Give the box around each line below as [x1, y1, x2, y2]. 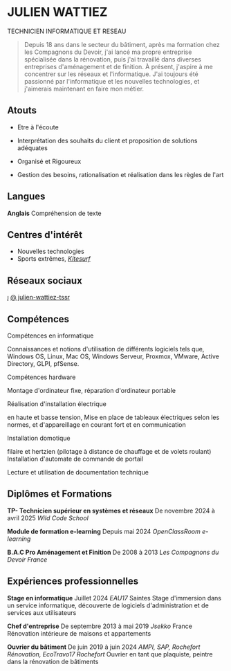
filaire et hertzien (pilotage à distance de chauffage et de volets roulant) [7, 448, 212, 455]
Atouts [7, 104, 37, 116]
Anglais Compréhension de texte [7, 209, 102, 217]
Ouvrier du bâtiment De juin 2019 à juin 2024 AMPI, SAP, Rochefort [7, 643, 201, 651]
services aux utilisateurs [7, 608, 77, 616]
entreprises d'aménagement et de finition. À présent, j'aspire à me [24, 62, 213, 71]
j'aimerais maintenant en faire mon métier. [24, 84, 144, 93]
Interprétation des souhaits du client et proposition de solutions [17, 136, 198, 145]
